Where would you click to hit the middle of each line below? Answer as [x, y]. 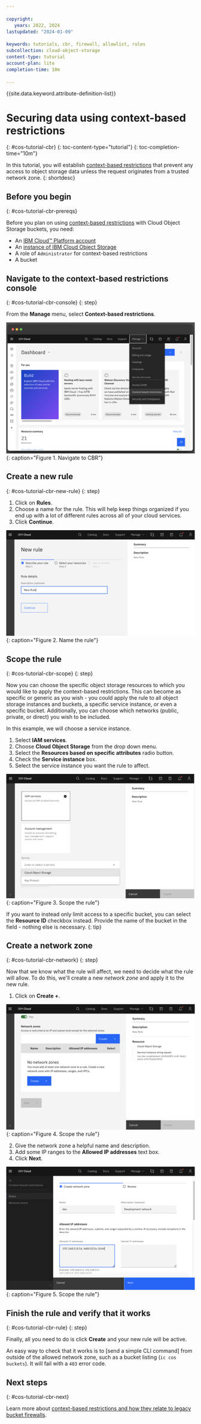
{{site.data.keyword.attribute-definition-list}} [61, 93]
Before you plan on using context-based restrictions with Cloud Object [93, 223]
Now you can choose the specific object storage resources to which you [96, 685]
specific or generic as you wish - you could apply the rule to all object [92, 698]
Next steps [27, 1382]
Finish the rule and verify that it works [78, 1313]
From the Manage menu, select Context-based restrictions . [81, 314]
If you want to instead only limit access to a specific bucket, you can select [99, 914]
